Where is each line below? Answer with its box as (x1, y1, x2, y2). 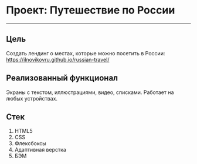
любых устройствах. (6, 95, 57, 102)
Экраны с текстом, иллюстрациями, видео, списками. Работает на (6, 89, 174, 96)
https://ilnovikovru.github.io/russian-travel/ (6, 56, 110, 63)
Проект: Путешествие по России (6, 4, 175, 17)
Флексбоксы (14, 140, 47, 147)
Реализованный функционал (6, 73, 118, 83)
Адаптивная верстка (14, 146, 66, 153)
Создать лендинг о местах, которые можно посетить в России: (6, 49, 165, 56)
